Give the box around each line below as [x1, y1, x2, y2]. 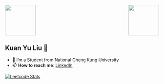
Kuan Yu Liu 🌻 [5, 44, 48, 52]
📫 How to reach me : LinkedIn [12, 62, 73, 68]
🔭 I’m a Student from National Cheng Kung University [12, 57, 119, 63]
